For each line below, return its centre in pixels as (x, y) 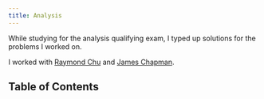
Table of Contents (54, 87)
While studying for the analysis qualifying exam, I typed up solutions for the (132, 38)
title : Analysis (35, 15)
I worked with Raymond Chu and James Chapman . (91, 62)
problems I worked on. (45, 46)
